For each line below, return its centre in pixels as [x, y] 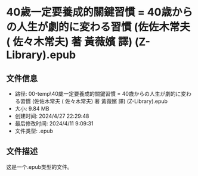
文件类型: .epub [34, 131]
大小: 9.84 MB [32, 109]
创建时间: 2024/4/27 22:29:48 [52, 116]
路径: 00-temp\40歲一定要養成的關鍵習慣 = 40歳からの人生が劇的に [98, 94]
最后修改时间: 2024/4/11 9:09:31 [54, 123]
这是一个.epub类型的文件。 [39, 166]
